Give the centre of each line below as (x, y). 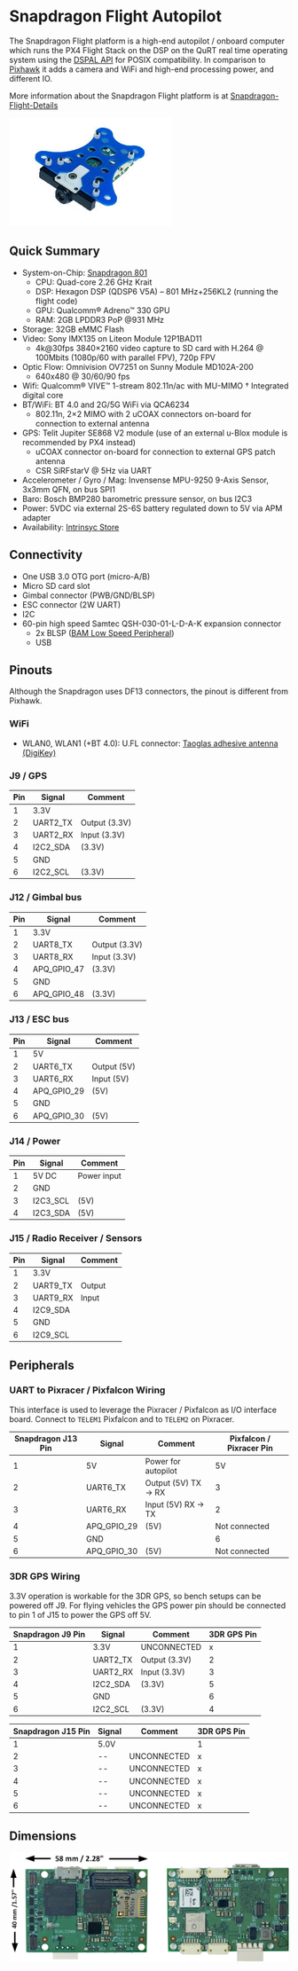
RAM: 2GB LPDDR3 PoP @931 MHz (100, 319)
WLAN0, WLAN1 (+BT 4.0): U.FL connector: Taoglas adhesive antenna (150, 743)
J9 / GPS (28, 775)
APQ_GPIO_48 (59, 993)
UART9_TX (52, 1285)
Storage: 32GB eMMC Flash (73, 329)
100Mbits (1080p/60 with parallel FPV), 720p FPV (125, 357)
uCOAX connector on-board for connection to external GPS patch (155, 452)
